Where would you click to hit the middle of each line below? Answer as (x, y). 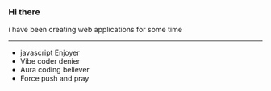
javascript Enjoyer (50, 53)
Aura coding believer (55, 70)
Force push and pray (54, 78)
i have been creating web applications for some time (96, 30)
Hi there (24, 12)
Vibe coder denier (50, 61)
